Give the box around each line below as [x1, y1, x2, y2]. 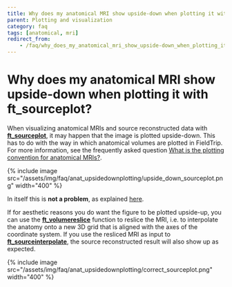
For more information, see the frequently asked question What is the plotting [7, 146, 224, 154]
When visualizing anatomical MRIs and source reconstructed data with [7, 123, 208, 132]
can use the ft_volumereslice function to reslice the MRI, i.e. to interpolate [7, 215, 219, 224]
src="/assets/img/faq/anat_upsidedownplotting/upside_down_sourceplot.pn [7, 174, 223, 182]
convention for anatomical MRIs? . [7, 153, 102, 161]
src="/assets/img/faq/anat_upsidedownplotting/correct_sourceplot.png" [7, 265, 213, 273]
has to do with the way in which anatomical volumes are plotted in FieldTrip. [7, 139, 223, 147]
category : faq [7, 23, 48, 30]
